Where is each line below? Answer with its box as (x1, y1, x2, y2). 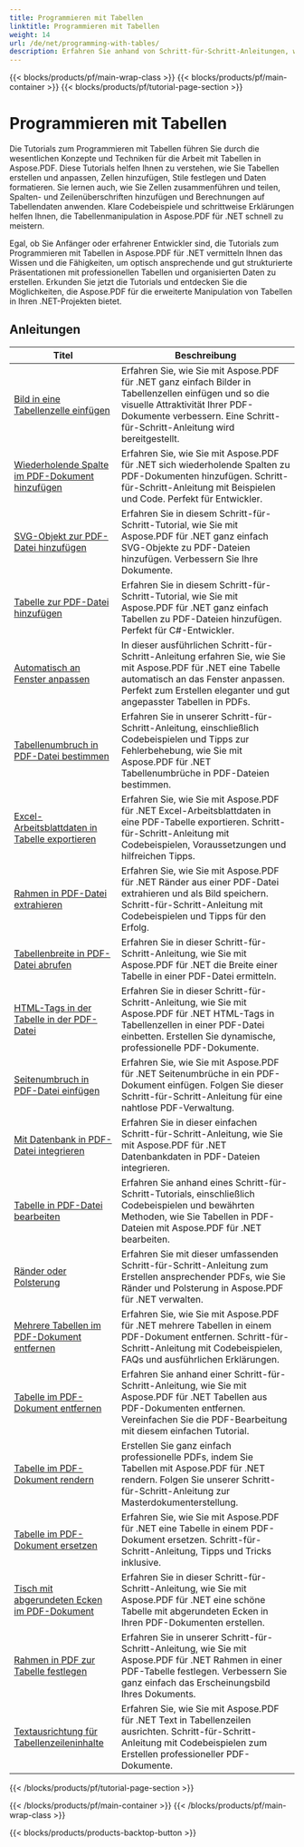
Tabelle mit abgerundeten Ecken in (120, 1605, 269, 1617)
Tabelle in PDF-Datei (14, 1198, 103, 1211)
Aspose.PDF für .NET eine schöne (120, 1593, 266, 1606)
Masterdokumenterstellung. (120, 1496, 239, 1509)
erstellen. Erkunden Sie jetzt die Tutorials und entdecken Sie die (9, 277, 248, 288)
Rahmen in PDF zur (14, 1653, 96, 1666)
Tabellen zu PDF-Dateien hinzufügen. (120, 612, 282, 625)
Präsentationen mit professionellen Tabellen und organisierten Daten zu (9, 267, 277, 278)
